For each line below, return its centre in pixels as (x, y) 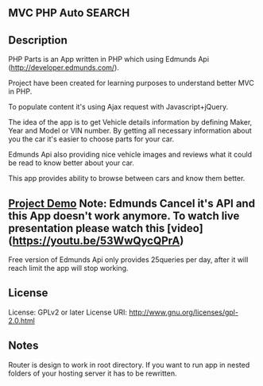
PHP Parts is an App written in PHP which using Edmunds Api (108, 60)
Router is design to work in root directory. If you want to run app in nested (129, 365)
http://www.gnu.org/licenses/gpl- (184, 312)
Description (38, 40)
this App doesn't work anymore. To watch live (124, 216)
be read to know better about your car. (72, 163)
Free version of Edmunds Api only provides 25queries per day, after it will (128, 260)
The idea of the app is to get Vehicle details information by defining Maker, (130, 122)
